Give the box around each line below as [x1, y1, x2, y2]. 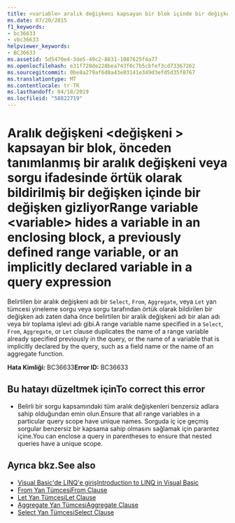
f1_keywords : [7, 23, 45, 30]
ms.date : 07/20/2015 [7, 17, 68, 24]
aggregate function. [7, 349, 64, 358]
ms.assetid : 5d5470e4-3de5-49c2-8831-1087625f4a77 [7, 56, 158, 63]
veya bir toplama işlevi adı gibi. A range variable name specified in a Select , [7, 320, 224, 328]
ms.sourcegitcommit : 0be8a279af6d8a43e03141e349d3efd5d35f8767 [7, 69, 196, 76]
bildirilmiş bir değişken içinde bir [7, 185, 201, 201]
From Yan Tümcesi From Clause [17, 485, 108, 494]
